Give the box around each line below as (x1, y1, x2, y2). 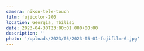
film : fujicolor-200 (6, 14, 57, 20)
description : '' (6, 30, 46, 36)
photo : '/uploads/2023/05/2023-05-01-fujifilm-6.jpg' (6, 36, 140, 42)
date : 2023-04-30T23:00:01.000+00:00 (6, 25, 98, 31)
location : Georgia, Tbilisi (6, 19, 75, 25)
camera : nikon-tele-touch (6, 8, 69, 15)
